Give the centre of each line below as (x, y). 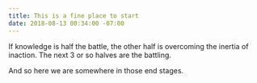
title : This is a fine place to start (74, 16)
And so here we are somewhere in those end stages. (96, 70)
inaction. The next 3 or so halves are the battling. (90, 55)
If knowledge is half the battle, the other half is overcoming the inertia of (128, 46)
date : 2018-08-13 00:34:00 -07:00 (67, 23)
